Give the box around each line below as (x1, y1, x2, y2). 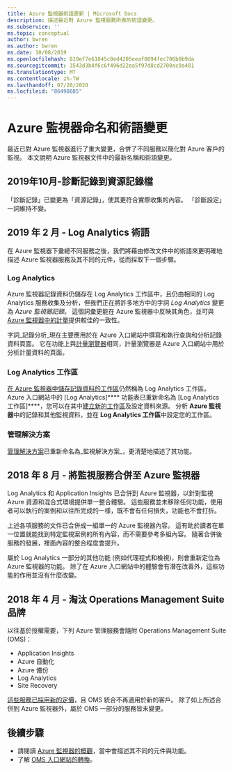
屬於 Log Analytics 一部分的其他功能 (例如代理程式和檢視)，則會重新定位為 (7, 554, 220, 562)
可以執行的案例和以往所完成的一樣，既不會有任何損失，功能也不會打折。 (13, 506, 220, 515)
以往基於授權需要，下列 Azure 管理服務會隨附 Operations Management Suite (7, 626, 227, 635)
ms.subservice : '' (7, 23, 61, 30)
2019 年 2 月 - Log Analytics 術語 (7, 227, 150, 239)
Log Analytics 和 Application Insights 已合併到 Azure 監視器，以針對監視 (7, 489, 214, 497)
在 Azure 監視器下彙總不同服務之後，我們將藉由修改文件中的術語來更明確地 (7, 246, 223, 255)
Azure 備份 (17, 666, 49, 674)
